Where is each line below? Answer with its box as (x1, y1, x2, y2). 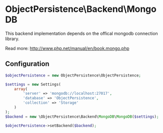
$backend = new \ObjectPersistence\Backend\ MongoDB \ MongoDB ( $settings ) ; (5, 114, 159, 119)
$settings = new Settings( (5, 82, 61, 87)
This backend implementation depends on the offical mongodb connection (5, 30, 158, 36)
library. (5, 36, 20, 42)
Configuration (5, 60, 50, 68)
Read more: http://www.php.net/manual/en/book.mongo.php (5, 45, 130, 51)
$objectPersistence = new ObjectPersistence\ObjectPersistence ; (5, 73, 141, 78)
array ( (14, 86, 28, 91)
